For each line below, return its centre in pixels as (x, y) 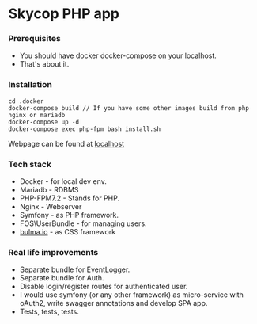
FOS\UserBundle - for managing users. (83, 223)
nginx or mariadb (37, 115)
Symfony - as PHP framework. (69, 215)
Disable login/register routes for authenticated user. (104, 287)
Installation (30, 85)
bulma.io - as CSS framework (68, 232)
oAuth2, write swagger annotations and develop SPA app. (113, 303)
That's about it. (44, 64)
